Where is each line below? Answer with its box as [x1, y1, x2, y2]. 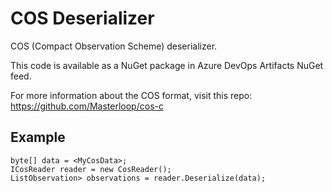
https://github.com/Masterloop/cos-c [10, 100, 164, 112]
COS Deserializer [10, 7, 155, 30]
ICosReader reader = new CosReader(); [10, 164, 172, 174]
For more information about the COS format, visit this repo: [10, 89, 253, 101]
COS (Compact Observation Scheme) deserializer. [10, 40, 218, 52]
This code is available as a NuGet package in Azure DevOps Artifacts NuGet [10, 59, 324, 71]
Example [10, 129, 66, 146]
